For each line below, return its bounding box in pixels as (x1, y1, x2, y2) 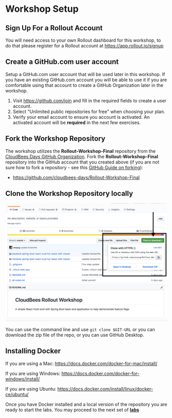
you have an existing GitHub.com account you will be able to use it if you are (5, 77, 167, 83)
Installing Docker (5, 347, 61, 355)
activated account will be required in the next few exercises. (12, 119, 141, 125)
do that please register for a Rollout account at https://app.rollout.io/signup (5, 43, 164, 49)
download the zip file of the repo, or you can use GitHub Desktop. (5, 332, 145, 338)
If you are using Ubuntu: (5, 386, 56, 392)
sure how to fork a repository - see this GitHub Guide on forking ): (5, 164, 143, 170)
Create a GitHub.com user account (5, 58, 119, 66)
